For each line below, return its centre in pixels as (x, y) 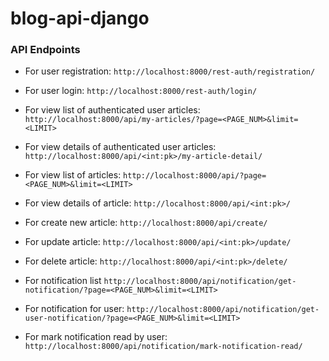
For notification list (63, 281)
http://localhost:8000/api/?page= (195, 176)
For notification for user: (74, 309)
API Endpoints (45, 50)
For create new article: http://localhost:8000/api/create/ (146, 223)
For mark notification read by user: (96, 337)
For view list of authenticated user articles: (112, 110)
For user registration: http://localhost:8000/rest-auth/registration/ (170, 71)
